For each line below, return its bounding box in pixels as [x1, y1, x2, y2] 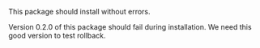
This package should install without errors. [8, 7, 151, 16]
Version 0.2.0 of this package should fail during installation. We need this [8, 22, 253, 31]
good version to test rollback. [8, 31, 107, 40]
